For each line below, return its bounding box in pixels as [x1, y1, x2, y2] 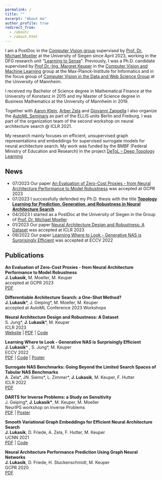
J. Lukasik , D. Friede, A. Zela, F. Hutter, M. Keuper [5, 429, 106, 435]
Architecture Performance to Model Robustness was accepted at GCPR [12, 185, 155, 191]
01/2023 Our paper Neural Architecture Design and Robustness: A [12, 222, 145, 228]
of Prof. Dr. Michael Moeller [12, 216, 67, 222]
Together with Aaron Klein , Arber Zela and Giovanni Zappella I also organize [5, 107, 157, 113]
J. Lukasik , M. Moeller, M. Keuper [5, 274, 72, 280]
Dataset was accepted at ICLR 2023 [12, 227, 85, 232]
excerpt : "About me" [5, 16, 47, 21]
